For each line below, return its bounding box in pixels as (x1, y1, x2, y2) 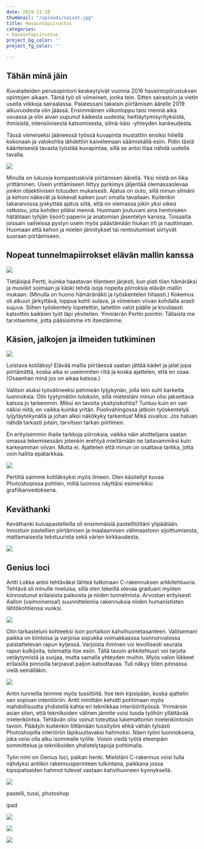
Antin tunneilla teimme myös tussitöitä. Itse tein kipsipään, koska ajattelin (6, 690, 189, 697)
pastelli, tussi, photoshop (6, 789, 69, 797)
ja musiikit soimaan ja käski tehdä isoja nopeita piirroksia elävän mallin (6, 284, 183, 292)
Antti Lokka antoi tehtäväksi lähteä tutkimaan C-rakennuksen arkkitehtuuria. (6, 578, 197, 586)
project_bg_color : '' (6, 37, 62, 43)
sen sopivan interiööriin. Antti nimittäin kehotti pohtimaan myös (6, 696, 164, 703)
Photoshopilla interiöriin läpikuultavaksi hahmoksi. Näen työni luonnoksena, (6, 728, 195, 736)
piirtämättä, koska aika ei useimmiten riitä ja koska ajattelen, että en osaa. (6, 368, 191, 376)
